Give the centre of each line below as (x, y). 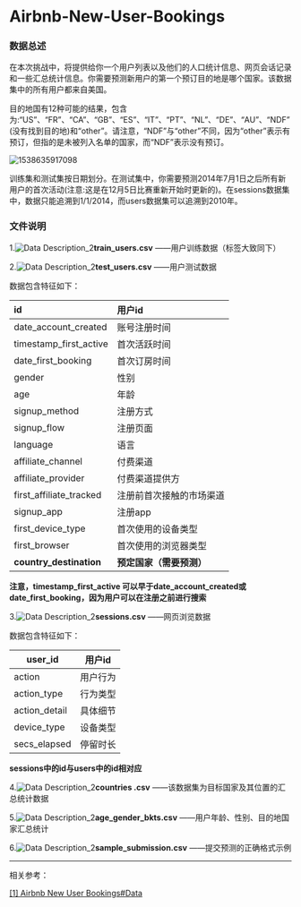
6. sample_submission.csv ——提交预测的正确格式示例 (150, 847)
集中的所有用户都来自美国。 (60, 90)
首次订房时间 (144, 361)
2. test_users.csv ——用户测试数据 (113, 267)
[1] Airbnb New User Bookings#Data (76, 893)
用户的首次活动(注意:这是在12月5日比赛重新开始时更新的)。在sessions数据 (146, 190)
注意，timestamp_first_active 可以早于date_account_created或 (128, 586)
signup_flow (39, 427)
